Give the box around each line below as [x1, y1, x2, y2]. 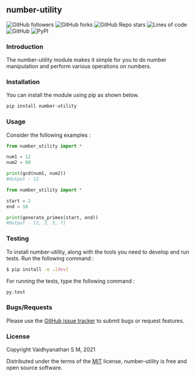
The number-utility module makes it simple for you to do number [6, 56, 167, 64]
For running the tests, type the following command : [6, 277, 135, 284]
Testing [6, 234, 29, 243]
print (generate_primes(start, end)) [6, 214, 98, 220]
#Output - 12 [6, 176, 39, 182]
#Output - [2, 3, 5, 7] [6, 220, 66, 226]
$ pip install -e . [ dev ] [6, 266, 69, 272]
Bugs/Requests [6, 303, 53, 312]
